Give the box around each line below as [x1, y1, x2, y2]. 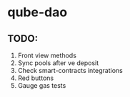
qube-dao [7, 4, 68, 21]
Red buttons [17, 74, 54, 82]
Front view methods [17, 51, 77, 59]
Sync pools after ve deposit [17, 59, 99, 67]
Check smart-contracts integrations [17, 67, 123, 74]
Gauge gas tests [17, 81, 66, 89]
